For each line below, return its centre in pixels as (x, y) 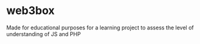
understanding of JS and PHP (44, 34)
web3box (30, 11)
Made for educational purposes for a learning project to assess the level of (100, 28)
